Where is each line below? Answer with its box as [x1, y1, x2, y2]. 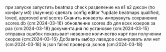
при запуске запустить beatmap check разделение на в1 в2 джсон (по [5, 4, 155, 10]
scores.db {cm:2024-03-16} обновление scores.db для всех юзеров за [5, 20, 155, 26]
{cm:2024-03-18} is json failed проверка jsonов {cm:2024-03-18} [5, 41, 143, 47]
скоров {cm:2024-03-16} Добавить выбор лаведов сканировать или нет [5, 36, 160, 42]
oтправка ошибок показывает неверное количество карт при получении [5, 31, 161, 36]
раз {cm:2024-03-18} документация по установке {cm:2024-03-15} [5, 25, 149, 31]
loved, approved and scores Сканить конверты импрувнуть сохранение [5, 15, 157, 20]
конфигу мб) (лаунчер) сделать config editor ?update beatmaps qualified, [5, 9, 160, 15]
